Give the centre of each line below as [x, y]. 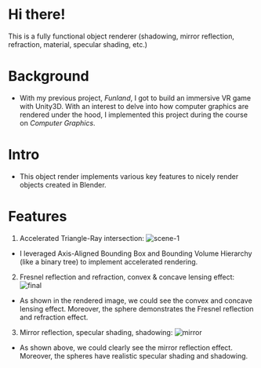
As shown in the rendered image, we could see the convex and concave [136, 301]
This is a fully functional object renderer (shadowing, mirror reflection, [121, 36]
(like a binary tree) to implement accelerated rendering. [109, 261]
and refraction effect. [54, 317]
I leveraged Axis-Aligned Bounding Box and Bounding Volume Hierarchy [136, 253]
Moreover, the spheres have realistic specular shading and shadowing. [134, 355]
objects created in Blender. [63, 184]
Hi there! [37, 15]
